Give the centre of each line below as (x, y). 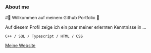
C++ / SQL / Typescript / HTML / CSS (44, 36)
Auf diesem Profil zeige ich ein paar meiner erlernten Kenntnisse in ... (76, 27)
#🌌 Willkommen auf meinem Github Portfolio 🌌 (52, 18)
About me (17, 7)
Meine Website (20, 46)
